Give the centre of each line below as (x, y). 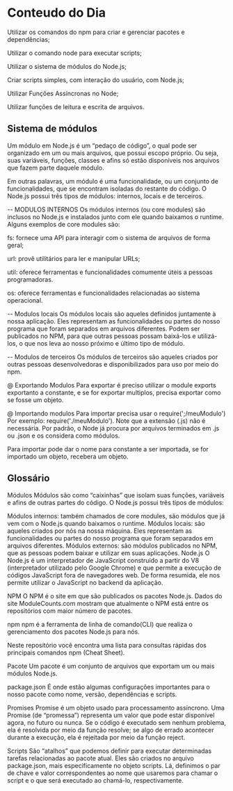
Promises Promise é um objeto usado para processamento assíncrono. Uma (116, 708)
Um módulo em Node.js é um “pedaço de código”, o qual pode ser (102, 145)
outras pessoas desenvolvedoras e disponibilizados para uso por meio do (113, 364)
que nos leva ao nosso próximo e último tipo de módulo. (105, 343)
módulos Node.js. (32, 673)
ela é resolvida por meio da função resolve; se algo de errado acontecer (111, 730)
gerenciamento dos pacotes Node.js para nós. (74, 632)
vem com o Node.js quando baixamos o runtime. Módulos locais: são (106, 523)
